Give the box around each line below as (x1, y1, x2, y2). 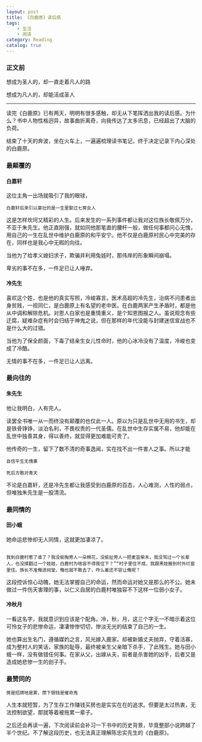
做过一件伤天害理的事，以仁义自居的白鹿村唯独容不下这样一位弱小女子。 (6, 585, 185, 593)
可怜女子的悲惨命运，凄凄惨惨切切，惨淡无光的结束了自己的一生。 (6, 623, 170, 630)
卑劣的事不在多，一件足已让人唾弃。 (6, 264, 96, 272)
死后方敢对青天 (6, 470, 38, 476)
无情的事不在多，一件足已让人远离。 (6, 357, 96, 364)
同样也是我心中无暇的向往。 (16, 239, 85, 246)
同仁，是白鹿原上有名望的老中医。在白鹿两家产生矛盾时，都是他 (37, 302, 196, 309)
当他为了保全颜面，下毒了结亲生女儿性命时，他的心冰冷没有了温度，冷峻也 (6, 337, 191, 344)
